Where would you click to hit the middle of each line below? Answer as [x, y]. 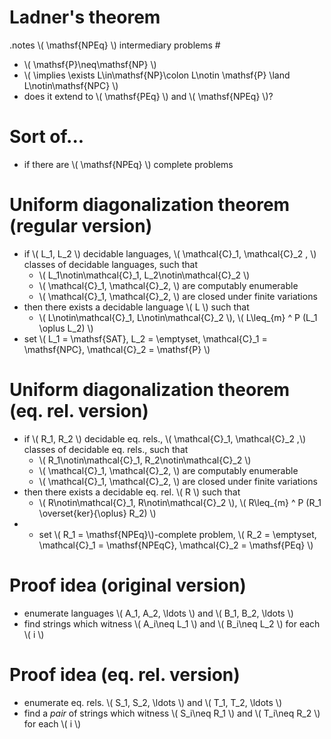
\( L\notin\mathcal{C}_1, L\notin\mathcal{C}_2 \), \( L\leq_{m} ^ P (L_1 [178, 317]
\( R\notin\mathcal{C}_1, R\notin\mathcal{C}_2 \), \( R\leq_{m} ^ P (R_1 [180, 502]
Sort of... [47, 137]
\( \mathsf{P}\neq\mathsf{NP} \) [90, 64]
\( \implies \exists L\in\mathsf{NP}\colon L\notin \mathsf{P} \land [157, 75]
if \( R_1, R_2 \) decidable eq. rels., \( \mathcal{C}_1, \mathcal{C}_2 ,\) [165, 438]
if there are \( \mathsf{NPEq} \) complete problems [128, 164]
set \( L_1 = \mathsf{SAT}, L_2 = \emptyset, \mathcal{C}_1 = [145, 338]
